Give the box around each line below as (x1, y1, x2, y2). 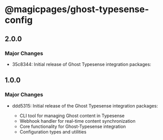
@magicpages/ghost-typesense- (5, 4, 149, 15)
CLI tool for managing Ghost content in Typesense (19, 113, 125, 119)
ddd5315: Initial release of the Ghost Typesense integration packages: (12, 102, 158, 109)
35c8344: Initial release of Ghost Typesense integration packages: (12, 61, 151, 67)
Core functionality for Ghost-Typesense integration (19, 123, 126, 129)
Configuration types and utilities (19, 128, 87, 135)
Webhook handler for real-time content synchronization (19, 118, 136, 124)
